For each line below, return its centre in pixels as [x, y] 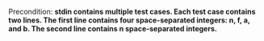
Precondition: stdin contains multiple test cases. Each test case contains [132, 12]
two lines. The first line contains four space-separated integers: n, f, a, [129, 20]
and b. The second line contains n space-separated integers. [113, 29]
